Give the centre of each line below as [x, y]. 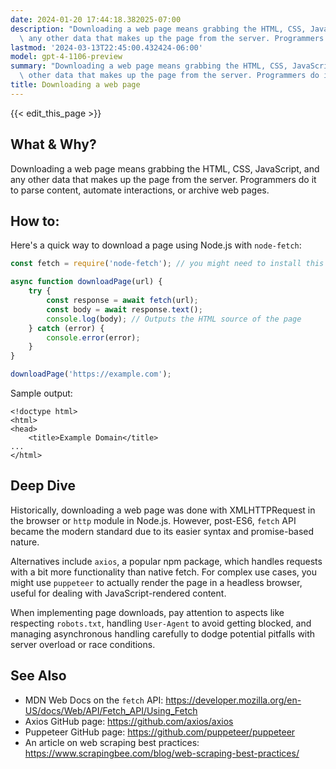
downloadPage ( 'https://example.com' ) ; [91, 374]
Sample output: [41, 393]
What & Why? [53, 144]
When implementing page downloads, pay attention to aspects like [147, 612]
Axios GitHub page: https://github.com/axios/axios [129, 721]
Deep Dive [43, 486]
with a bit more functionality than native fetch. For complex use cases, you [164, 572]
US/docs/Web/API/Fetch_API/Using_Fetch [111, 710]
